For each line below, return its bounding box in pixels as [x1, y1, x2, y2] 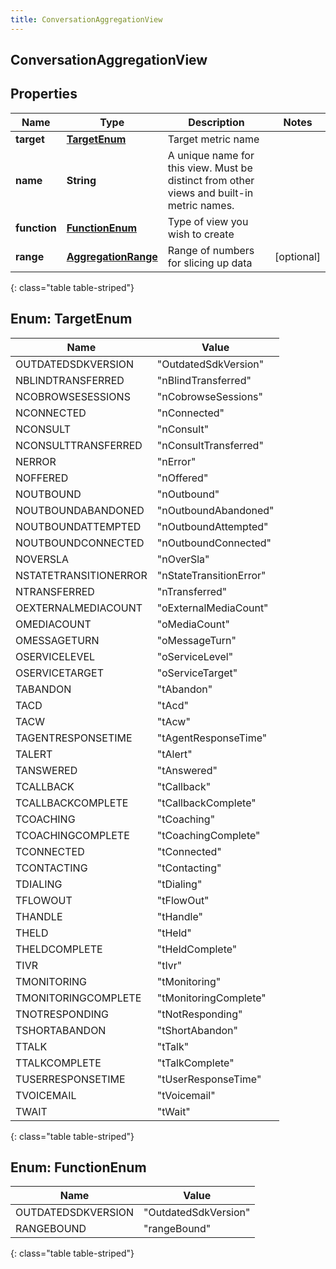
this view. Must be [167, 161, 253, 175]
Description [188, 115, 245, 129]
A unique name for [167, 148, 255, 162]
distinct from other [167, 173, 255, 187]
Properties [10, 86, 78, 103]
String [66, 173, 97, 187]
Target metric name [167, 132, 260, 146]
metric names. [167, 198, 235, 212]
